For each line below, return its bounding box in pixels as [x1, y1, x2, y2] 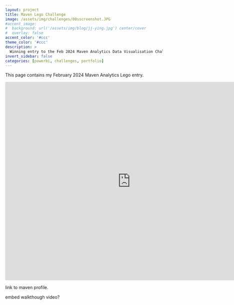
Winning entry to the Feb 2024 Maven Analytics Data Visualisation [9, 49, 153, 54]
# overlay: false [5, 30, 43, 35]
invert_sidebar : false [5, 53, 52, 59]
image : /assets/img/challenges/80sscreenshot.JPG [5, 16, 111, 21]
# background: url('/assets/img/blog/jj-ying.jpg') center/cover [5, 26, 146, 31]
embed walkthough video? [5, 294, 60, 300]
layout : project [5, 7, 39, 12]
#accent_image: [5, 21, 37, 26]
